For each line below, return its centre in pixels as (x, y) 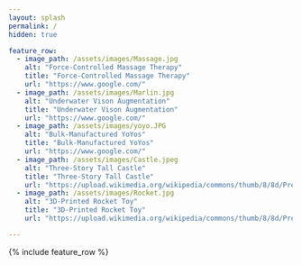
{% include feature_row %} (59, 251)
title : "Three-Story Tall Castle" (89, 177)
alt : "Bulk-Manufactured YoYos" (85, 135)
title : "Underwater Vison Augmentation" (101, 109)
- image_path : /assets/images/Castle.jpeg (97, 160)
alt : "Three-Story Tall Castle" (85, 168)
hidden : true (33, 34)
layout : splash (37, 18)
